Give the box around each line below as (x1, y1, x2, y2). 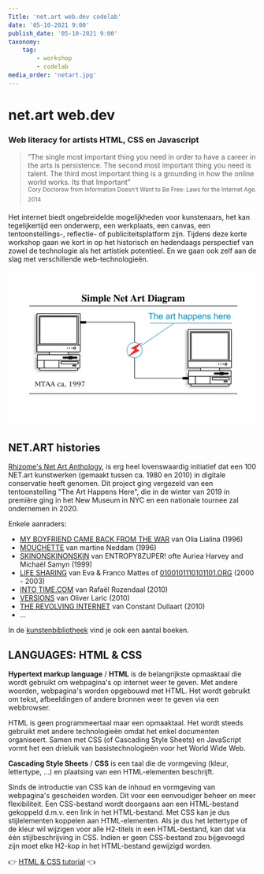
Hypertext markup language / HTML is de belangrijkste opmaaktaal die (8, 669, 242, 679)
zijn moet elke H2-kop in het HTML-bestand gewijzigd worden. (8, 842, 213, 851)
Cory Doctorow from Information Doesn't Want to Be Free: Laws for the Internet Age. (27, 186, 257, 194)
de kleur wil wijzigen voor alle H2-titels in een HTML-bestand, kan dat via (8, 824, 247, 834)
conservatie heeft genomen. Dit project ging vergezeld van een (8, 479, 214, 488)
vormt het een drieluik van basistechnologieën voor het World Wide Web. (8, 744, 246, 753)
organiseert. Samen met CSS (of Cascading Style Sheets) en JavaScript (8, 735, 242, 744)
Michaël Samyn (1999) (19, 559, 93, 569)
